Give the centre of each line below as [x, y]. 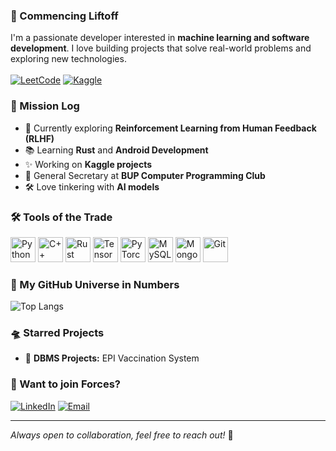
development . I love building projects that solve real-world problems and [161, 48]
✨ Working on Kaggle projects [88, 164]
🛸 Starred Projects [57, 333]
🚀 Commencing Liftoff [64, 16]
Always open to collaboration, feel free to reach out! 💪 [122, 435]
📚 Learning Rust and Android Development [116, 150]
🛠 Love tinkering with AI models [92, 186]
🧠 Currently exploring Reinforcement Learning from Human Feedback [170, 128]
